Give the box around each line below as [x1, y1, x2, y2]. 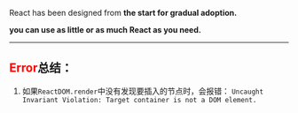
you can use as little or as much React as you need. [9, 25, 201, 34]
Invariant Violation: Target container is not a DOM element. [21, 95, 257, 104]
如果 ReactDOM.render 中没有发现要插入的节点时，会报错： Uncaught [21, 86, 264, 96]
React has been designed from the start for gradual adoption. [9, 8, 238, 18]
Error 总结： [9, 61, 73, 76]
